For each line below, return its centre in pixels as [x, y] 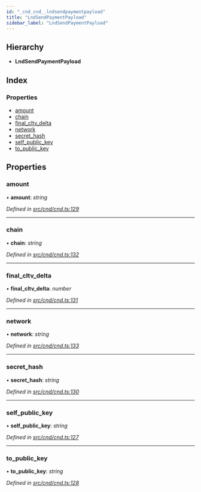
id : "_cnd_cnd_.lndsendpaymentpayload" [56, 12]
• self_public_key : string [37, 426]
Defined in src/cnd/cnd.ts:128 [43, 483]
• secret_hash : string [33, 380]
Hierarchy [25, 47]
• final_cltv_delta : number [39, 289]
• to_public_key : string [35, 471]
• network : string [28, 334]
